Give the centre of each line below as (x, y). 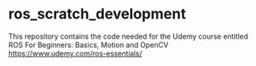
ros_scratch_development (97, 14)
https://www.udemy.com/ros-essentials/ (75, 53)
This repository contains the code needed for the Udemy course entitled (128, 36)
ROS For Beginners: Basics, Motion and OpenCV (89, 44)
